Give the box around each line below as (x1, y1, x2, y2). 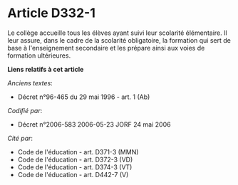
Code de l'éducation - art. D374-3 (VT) (17, 162, 133, 171)
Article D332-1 (7, 5, 96, 21)
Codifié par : (7, 106, 43, 115)
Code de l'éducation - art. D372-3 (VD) (17, 155, 133, 164)
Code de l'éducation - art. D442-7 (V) (17, 170, 129, 179)
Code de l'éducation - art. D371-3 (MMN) (17, 147, 139, 156)
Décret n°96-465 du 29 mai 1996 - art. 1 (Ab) (17, 92, 150, 101)
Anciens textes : (7, 78, 53, 87)
